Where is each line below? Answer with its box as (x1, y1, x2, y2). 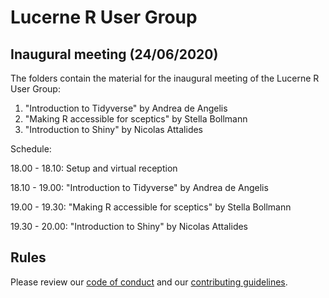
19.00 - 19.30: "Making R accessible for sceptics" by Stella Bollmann (10, 201, 292, 213)
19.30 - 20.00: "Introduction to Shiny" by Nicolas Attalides (10, 221, 249, 232)
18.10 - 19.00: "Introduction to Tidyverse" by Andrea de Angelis (10, 182, 269, 193)
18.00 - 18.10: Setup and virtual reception (10, 162, 178, 174)
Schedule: (10, 143, 52, 155)
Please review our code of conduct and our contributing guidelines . (10, 276, 288, 288)
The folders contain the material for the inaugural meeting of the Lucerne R (10, 72, 320, 84)
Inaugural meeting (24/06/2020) (10, 46, 219, 63)
